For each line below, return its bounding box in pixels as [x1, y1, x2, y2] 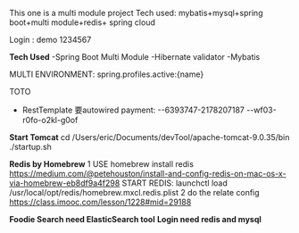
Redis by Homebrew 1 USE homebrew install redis [9, 159, 195, 169]
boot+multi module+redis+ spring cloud [9, 17, 156, 28]
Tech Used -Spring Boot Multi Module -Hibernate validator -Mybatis [9, 52, 261, 62]
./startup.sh [9, 142, 52, 152]
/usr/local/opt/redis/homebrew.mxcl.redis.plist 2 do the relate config [9, 187, 261, 197]
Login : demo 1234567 [9, 35, 92, 45]
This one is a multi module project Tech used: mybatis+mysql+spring [9, 8, 263, 18]
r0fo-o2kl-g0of [21, 115, 79, 125]
